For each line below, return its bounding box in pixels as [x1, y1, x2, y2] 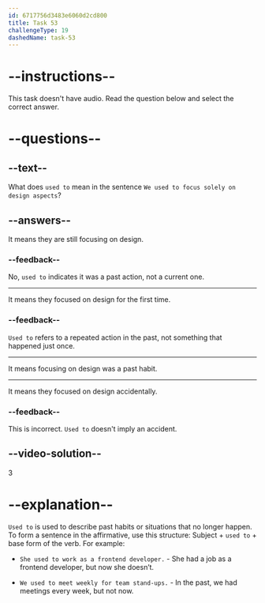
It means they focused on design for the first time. [8, 295, 171, 304]
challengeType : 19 [8, 26, 69, 34]
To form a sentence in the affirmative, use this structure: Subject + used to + [8, 530, 257, 540]
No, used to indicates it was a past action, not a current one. [8, 272, 205, 281]
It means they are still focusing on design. [8, 235, 144, 243]
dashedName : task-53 [8, 33, 77, 42]
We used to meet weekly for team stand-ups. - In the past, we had [19, 578, 238, 587]
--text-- [8, 161, 47, 175]
